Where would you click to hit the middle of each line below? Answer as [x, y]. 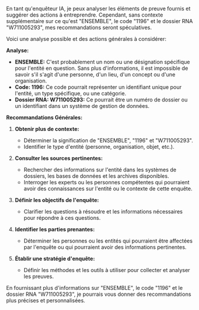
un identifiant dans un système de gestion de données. [82, 106]
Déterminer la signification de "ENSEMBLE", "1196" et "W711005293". [108, 140]
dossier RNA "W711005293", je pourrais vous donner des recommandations [99, 294]
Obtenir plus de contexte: [47, 129]
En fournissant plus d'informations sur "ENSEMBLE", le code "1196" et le [94, 288]
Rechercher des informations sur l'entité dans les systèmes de [100, 170]
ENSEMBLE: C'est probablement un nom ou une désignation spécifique [102, 62]
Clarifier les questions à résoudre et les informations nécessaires [103, 212]
